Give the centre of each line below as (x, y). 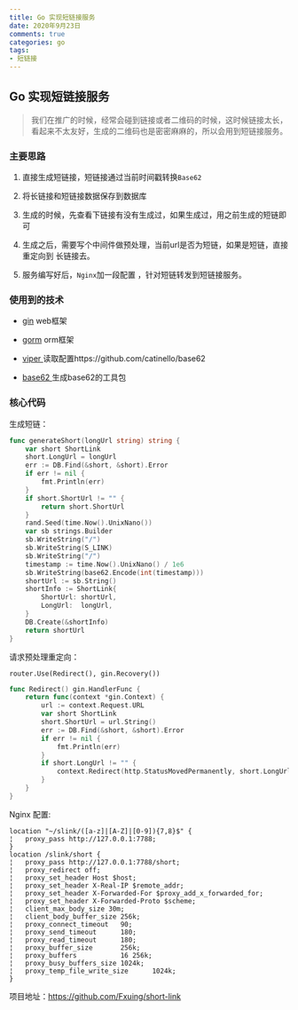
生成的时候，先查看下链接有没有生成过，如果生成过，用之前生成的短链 (150, 215)
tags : (19, 51)
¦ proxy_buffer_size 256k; (75, 947)
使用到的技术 (37, 300)
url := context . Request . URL (93, 706)
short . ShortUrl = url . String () (99, 722)
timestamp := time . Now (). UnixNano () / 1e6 (105, 564)
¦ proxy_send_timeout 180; (73, 932)
